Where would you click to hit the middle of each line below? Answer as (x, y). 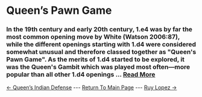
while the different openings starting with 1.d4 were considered (101, 45)
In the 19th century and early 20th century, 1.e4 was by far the (99, 30)
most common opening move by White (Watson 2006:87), (93, 37)
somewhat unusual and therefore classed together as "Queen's (101, 52)
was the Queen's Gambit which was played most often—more (98, 67)
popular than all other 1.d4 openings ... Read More (81, 75)
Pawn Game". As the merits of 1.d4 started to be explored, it (96, 60)
